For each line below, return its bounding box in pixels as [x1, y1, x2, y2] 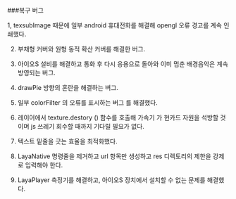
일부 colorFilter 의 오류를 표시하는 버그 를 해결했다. [17, 98, 159, 107]
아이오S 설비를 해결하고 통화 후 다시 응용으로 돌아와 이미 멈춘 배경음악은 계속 [17, 60, 229, 68]
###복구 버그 [7, 6, 44, 14]
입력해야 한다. [25, 161, 63, 169]
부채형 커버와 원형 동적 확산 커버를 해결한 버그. [17, 45, 146, 53]
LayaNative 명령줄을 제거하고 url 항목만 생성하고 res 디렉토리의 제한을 [17, 152, 211, 160]
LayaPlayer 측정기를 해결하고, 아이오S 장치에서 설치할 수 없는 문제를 [17, 176, 206, 184]
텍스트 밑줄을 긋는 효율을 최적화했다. [17, 137, 118, 146]
